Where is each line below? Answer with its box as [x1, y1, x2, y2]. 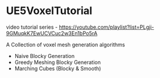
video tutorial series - [6, 23, 58, 30]
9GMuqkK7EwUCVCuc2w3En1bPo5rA [6, 29, 98, 36]
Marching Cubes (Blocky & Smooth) [14, 65, 101, 72]
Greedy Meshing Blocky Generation [14, 59, 101, 66]
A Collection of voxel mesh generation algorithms [6, 41, 125, 48]
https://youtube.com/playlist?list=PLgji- [59, 23, 154, 30]
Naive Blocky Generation [14, 52, 75, 59]
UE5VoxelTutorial [6, 4, 93, 18]
